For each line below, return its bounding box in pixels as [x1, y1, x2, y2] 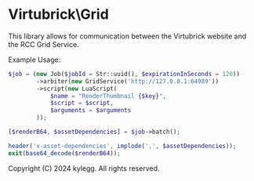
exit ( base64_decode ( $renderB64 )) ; [8, 149, 122, 157]
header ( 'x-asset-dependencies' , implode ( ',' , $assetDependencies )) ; [8, 142, 237, 150]
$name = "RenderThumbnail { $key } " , [49, 92, 167, 100]
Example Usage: [8, 55, 61, 64]
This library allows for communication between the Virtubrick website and [8, 31, 247, 41]
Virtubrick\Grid [8, 5, 110, 24]
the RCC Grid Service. [8, 39, 80, 49]
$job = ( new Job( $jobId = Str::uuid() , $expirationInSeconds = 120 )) [8, 70, 241, 78]
